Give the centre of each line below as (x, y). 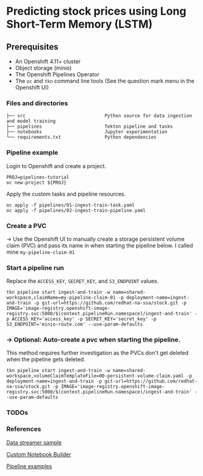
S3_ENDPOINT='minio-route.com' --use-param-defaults (75, 324)
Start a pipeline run (35, 268)
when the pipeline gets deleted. (46, 359)
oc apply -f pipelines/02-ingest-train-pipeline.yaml (76, 210)
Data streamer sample (34, 442)
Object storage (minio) (43, 68)
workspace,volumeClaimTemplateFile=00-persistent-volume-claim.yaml (95, 376)
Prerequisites (32, 47)
